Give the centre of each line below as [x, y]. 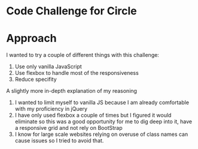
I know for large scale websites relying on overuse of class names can [101, 134]
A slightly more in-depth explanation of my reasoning [72, 91]
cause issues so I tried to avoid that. [59, 141]
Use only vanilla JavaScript [48, 66]
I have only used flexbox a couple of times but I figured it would [93, 115]
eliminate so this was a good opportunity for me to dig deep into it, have [103, 121]
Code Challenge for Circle [72, 11]
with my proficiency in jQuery [51, 109]
